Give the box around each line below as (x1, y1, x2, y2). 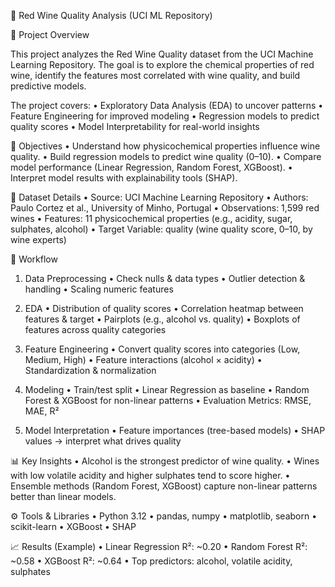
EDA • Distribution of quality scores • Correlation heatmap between (24, 303, 304, 314)
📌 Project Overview (10, 29, 90, 40)
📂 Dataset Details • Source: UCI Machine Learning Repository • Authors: (10, 191, 309, 203)
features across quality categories (24, 324, 167, 335)
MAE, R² (24, 405, 60, 417)
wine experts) (10, 234, 67, 245)
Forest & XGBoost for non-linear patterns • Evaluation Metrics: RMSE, (24, 395, 312, 406)
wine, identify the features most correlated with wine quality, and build (10, 70, 301, 81)
